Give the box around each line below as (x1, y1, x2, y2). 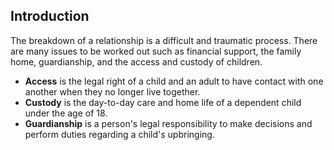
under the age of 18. (24, 107, 108, 119)
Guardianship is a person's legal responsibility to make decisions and (24, 117, 313, 129)
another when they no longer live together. (24, 85, 201, 98)
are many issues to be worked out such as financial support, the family (10, 45, 302, 57)
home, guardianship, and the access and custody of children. (10, 55, 263, 68)
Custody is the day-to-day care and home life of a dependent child (24, 96, 302, 108)
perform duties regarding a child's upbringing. (24, 128, 215, 140)
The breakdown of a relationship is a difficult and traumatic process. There (10, 34, 318, 46)
